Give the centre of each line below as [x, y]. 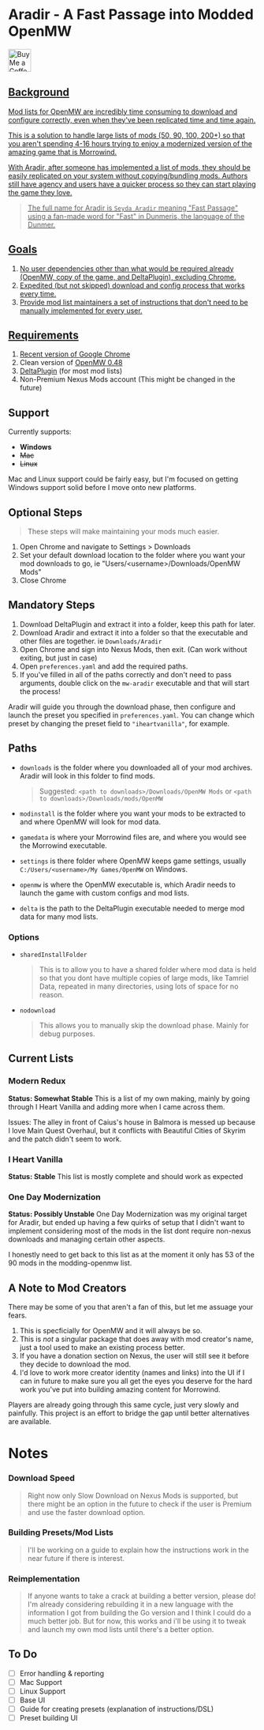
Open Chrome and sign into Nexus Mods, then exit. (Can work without [133, 649]
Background [39, 92]
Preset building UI [48, 1718]
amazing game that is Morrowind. [63, 152]
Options [24, 937]
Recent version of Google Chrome [75, 354]
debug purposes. [67, 1034]
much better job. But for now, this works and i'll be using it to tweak [137, 1621]
